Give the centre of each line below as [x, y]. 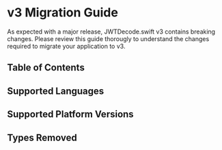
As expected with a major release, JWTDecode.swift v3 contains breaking [111, 32]
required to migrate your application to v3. [66, 46]
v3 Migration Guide [63, 13]
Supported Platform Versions [71, 114]
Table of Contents [46, 67]
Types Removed [42, 137]
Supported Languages [56, 91]
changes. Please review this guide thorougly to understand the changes [108, 38]
